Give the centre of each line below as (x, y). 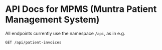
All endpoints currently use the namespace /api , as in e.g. (65, 33)
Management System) (52, 20)
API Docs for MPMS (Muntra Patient (81, 9)
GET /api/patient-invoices (33, 42)
